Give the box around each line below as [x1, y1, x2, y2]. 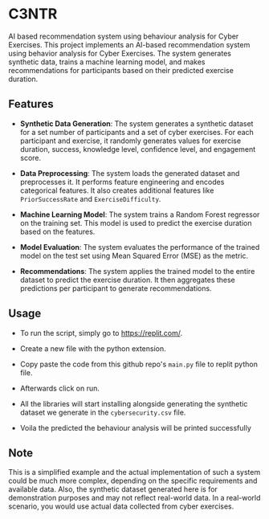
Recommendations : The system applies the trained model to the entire [19, 266, 255, 276]
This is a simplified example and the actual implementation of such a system [8, 468, 261, 477]
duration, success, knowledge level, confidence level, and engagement [19, 144, 256, 153]
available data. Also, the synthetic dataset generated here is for [8, 484, 218, 494]
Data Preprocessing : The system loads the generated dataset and [19, 168, 240, 178]
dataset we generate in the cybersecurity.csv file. [19, 407, 186, 417]
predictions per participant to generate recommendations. [19, 283, 212, 293]
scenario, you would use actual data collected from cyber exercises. [8, 501, 234, 511]
